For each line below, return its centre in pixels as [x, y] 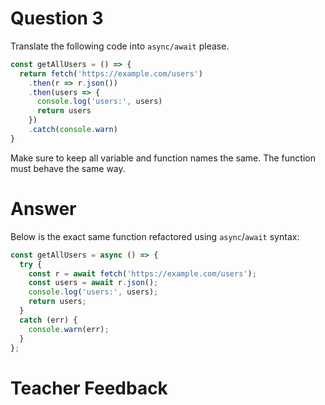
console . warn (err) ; [69, 329]
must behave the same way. [68, 168]
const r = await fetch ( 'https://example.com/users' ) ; [142, 273]
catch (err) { [48, 320]
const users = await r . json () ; [93, 283]
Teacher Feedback [89, 388]
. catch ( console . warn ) [73, 130]
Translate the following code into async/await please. [120, 46]
